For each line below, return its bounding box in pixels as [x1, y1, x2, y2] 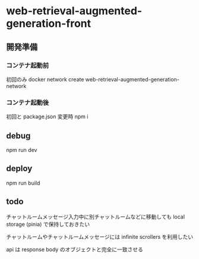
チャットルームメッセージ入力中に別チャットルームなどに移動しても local [6, 213, 185, 220]
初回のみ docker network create [6, 75, 84, 83]
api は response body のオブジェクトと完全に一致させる [6, 245, 144, 253]
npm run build [6, 179, 40, 187]
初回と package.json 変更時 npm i [6, 113, 89, 120]
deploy [6, 163, 33, 173]
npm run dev [6, 146, 37, 153]
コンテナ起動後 [6, 98, 49, 106]
